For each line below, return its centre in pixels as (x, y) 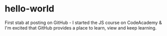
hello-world (30, 9)
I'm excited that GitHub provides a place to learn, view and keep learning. (81, 27)
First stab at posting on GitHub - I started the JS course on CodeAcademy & (83, 22)
